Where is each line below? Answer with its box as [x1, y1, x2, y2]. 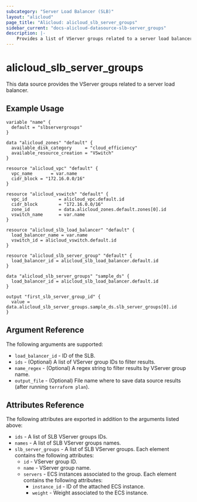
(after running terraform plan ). [14, 383, 90, 390]
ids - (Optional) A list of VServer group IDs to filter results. [14, 358, 156, 365]
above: [6, 422, 23, 429]
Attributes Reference [6, 400, 84, 410]
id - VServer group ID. [23, 458, 77, 465]
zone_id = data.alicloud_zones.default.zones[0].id [11, 206, 167, 212]
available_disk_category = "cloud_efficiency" [11, 145, 138, 151]
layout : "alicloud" [6, 14, 54, 20]
